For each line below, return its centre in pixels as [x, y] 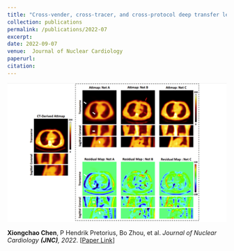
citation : [22, 66]
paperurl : [22, 59]
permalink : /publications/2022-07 [57, 29]
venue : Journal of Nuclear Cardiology [65, 51]
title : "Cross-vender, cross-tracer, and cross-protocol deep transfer [113, 15]
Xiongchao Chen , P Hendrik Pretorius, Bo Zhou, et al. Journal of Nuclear [112, 233]
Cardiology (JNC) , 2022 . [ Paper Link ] [61, 241]
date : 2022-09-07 [32, 44]
